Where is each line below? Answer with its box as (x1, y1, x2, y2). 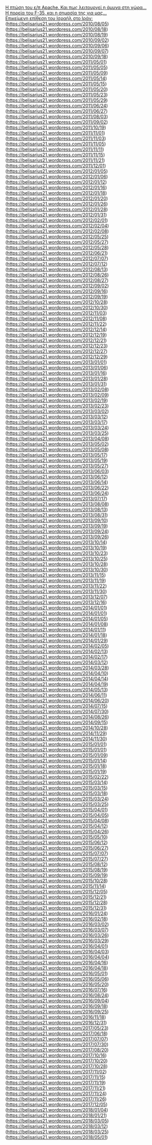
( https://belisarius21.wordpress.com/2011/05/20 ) (5, 86, 108, 92)
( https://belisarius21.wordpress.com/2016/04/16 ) (5, 960, 108, 965)
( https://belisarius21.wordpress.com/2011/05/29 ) (5, 97, 108, 103)
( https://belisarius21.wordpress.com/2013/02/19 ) (5, 398, 108, 403)
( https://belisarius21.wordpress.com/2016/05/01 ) (5, 970, 108, 977)
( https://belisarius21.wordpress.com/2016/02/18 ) (5, 916, 108, 922)
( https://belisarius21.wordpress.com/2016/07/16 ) (5, 987, 108, 993)
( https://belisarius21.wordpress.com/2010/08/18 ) (5, 26, 108, 32)
